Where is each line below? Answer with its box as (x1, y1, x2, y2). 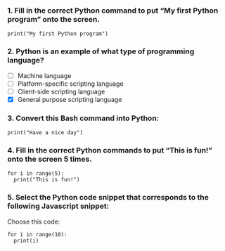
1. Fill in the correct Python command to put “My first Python (7, 6, 219, 15)
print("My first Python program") (7, 30, 109, 37)
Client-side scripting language (17, 87, 105, 96)
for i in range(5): (7, 170, 65, 177)
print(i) (13, 237, 39, 244)
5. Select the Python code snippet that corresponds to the (7, 193, 210, 202)
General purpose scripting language (17, 95, 122, 103)
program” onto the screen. (7, 14, 100, 24)
